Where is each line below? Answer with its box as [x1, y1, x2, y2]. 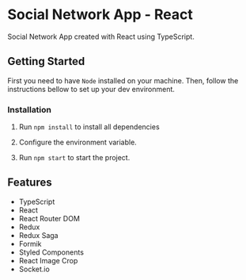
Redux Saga [18, 230, 59, 240]
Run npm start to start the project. [18, 153, 131, 163]
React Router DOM [18, 213, 81, 223]
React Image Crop [18, 255, 78, 265]
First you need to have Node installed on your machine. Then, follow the [7, 75, 239, 85]
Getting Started [7, 55, 85, 68]
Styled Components [18, 247, 85, 257]
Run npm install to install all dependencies [18, 122, 160, 132]
